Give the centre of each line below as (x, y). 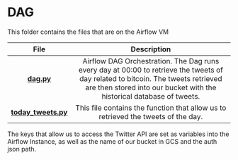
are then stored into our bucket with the (151, 87)
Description (151, 49)
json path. (22, 149)
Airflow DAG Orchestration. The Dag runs (151, 61)
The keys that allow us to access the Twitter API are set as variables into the (118, 134)
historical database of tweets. (151, 96)
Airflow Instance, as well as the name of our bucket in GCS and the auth (112, 141)
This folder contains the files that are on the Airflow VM (88, 32)
